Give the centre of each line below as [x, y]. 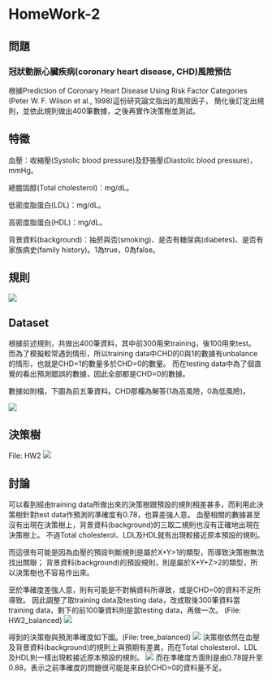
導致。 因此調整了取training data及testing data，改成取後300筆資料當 [125, 599]
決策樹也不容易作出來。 [54, 572]
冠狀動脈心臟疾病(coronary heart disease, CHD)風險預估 [120, 72]
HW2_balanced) [35, 620]
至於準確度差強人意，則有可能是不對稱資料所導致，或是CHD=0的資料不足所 [135, 590]
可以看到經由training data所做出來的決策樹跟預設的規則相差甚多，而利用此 [133, 504]
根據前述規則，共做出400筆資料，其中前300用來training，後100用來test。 [132, 343]
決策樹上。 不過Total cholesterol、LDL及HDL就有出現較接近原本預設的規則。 [136, 534]
